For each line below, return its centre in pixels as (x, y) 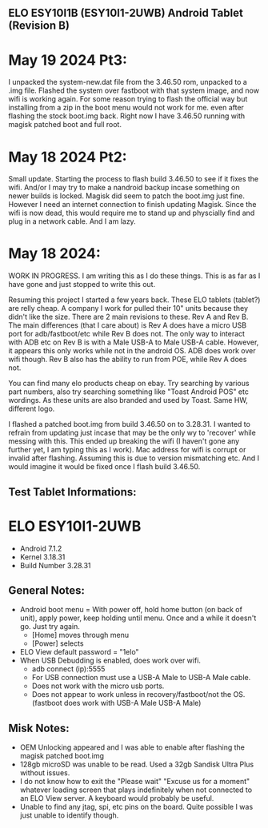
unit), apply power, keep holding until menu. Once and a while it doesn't (138, 618)
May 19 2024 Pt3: (68, 60)
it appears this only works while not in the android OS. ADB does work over (132, 351)
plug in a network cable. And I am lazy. (72, 221)
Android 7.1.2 (41, 548)
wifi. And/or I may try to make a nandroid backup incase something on (124, 188)
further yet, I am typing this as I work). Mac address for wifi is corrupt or (127, 450)
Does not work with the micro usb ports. (98, 686)
